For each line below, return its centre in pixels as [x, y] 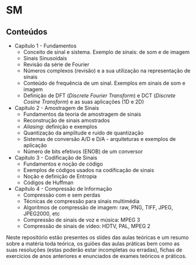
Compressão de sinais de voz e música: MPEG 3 [82, 220]
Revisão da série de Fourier [56, 64]
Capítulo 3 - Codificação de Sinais [56, 158]
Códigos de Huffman [49, 183]
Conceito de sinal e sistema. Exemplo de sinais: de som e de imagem [106, 52]
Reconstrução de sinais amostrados [66, 120]
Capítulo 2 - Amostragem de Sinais [57, 108]
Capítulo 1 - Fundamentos [46, 46]
